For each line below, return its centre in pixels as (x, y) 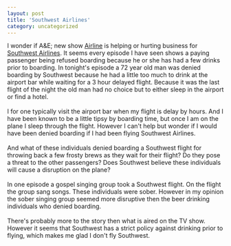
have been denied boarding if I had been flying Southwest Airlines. (101, 133)
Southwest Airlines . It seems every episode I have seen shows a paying (108, 53)
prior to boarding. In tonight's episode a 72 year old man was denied (104, 68)
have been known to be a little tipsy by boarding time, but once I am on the (113, 119)
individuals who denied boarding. (54, 206)
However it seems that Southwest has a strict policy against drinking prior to (115, 228)
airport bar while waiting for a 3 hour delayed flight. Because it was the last (113, 82)
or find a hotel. (28, 97)
